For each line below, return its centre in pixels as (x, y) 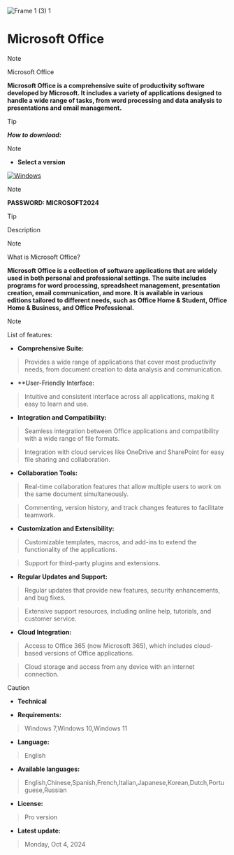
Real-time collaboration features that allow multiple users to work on (123, 486)
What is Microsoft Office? (44, 257)
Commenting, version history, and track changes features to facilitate (124, 507)
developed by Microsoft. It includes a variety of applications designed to (115, 93)
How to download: (34, 135)
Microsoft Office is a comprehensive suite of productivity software (106, 85)
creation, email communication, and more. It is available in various (105, 292)
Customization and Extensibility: (66, 528)
